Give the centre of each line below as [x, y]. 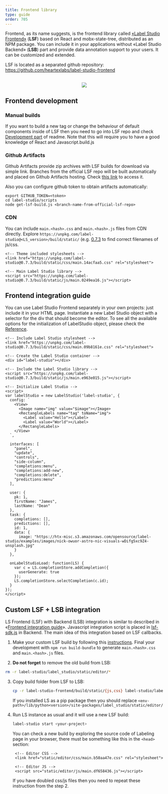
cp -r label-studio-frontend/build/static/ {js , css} [67, 691]
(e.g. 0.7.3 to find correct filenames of [119, 239]
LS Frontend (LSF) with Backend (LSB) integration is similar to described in [82, 622]
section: [21, 744]
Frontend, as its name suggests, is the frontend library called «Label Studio [83, 34]
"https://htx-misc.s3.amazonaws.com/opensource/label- [93, 537]
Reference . [17, 329]
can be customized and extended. [40, 55]
